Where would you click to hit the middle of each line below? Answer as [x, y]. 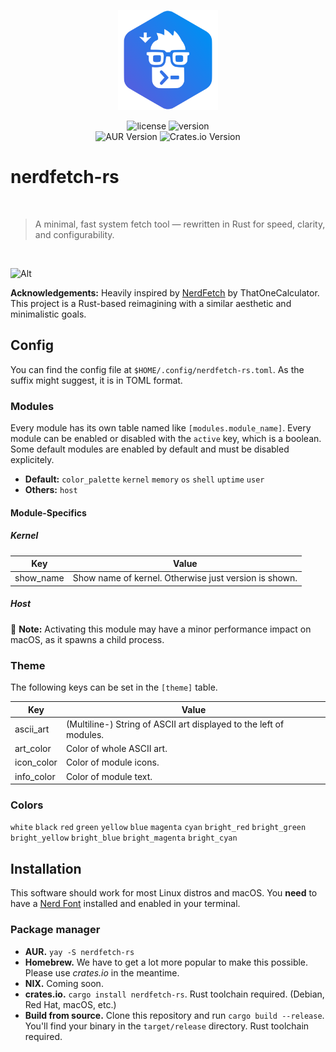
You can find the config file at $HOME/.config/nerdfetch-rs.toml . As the [157, 369]
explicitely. [32, 460]
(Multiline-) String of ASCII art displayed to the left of [175, 724]
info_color [35, 776]
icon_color [36, 762]
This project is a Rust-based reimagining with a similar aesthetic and [151, 303]
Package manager [55, 930]
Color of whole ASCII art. [116, 749]
